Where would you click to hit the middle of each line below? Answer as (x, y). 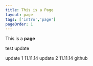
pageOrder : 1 (19, 24)
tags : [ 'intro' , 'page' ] (31, 19)
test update (17, 48)
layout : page (19, 15)
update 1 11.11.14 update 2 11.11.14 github (46, 58)
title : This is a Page (29, 10)
